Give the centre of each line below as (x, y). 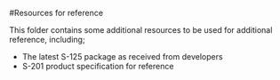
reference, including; (48, 40)
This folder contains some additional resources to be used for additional (141, 30)
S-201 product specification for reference (98, 66)
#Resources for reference (56, 13)
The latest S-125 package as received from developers (123, 56)
